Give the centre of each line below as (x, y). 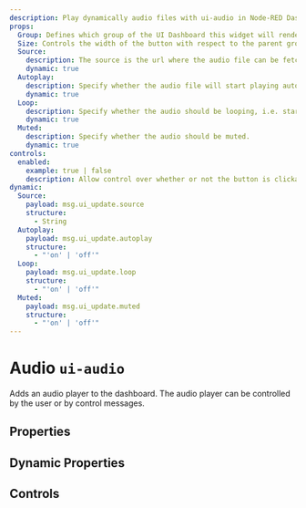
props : (22, 26)
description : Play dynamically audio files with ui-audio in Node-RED (146, 18)
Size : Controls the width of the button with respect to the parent (150, 43)
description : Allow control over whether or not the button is (148, 179)
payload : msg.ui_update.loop (81, 273)
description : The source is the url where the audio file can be (153, 60)
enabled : (34, 162)
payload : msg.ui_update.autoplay (89, 238)
